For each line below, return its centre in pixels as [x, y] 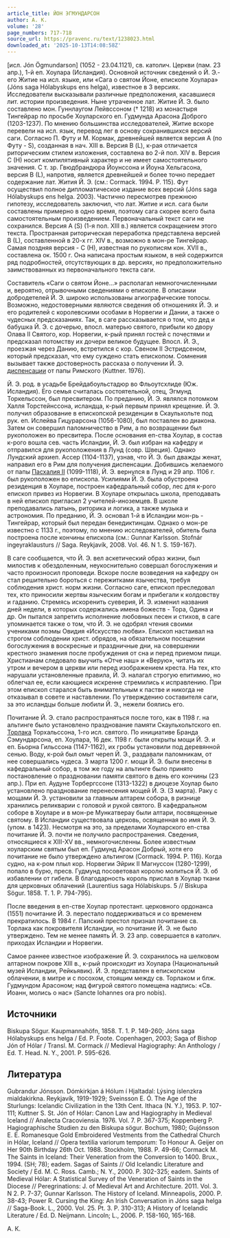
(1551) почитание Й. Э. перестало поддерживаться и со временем [104, 913]
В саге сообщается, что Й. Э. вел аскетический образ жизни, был [104, 558]
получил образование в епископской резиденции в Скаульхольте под [110, 413]
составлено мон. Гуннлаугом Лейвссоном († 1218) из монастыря [102, 109]
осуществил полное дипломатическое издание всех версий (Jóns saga [112, 189]
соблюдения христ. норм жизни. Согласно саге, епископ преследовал [111, 587]
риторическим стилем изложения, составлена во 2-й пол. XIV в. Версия [114, 153]
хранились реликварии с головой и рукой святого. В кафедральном [107, 805]
